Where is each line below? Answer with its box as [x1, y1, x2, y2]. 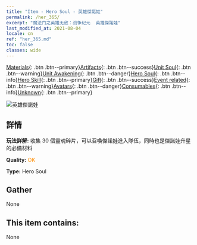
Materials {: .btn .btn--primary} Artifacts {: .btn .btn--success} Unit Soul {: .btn [6, 63, 192, 71]
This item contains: [6, 218, 79, 228]
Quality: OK [6, 156, 36, 163]
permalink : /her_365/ [6, 14, 60, 20]
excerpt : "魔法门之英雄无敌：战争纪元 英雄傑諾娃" [6, 20, 121, 26]
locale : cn [6, 31, 33, 37]
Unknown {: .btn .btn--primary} [17, 88, 93, 96]
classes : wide [6, 47, 42, 53]
